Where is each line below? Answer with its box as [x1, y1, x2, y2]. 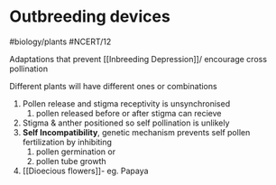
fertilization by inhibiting [22, 136, 113, 147]
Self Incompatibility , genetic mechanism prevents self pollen [22, 126, 251, 137]
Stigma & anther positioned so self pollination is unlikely [22, 117, 230, 128]
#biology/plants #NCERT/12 [9, 36, 112, 47]
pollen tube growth [35, 155, 106, 166]
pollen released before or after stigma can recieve [35, 107, 222, 118]
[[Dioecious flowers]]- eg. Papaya [22, 165, 149, 176]
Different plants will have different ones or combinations [9, 80, 218, 91]
